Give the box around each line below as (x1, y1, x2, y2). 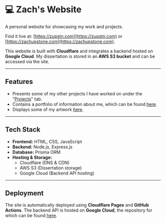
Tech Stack (5, 126, 41, 134)
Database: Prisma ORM (12, 149, 61, 155)
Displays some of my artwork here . (12, 106, 84, 112)
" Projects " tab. (12, 96, 42, 102)
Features (5, 78, 33, 86)
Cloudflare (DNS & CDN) (19, 159, 70, 166)
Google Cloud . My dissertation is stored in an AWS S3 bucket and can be (5, 53, 156, 59)
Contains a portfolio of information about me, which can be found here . (12, 101, 157, 107)
